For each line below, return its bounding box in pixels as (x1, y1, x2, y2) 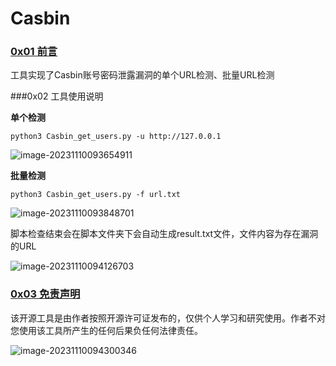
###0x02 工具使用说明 (10, 90, 104, 102)
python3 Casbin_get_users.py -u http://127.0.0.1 (10, 132, 222, 142)
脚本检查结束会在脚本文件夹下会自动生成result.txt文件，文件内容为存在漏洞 (10, 228, 319, 240)
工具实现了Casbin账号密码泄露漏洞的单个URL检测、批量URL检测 (10, 69, 275, 81)
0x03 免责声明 (10, 287, 81, 301)
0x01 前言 (10, 45, 58, 59)
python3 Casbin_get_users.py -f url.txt (10, 190, 182, 200)
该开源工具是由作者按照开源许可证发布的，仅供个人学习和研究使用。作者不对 (10, 312, 326, 324)
